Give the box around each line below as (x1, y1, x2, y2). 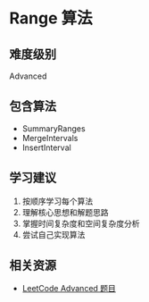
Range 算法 (9, 8, 93, 29)
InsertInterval (21, 142, 71, 153)
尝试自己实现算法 (21, 229, 86, 239)
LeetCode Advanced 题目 (21, 283, 116, 294)
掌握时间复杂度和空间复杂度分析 (21, 218, 140, 229)
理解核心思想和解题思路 (21, 206, 109, 217)
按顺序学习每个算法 (21, 196, 94, 206)
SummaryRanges (21, 122, 87, 134)
